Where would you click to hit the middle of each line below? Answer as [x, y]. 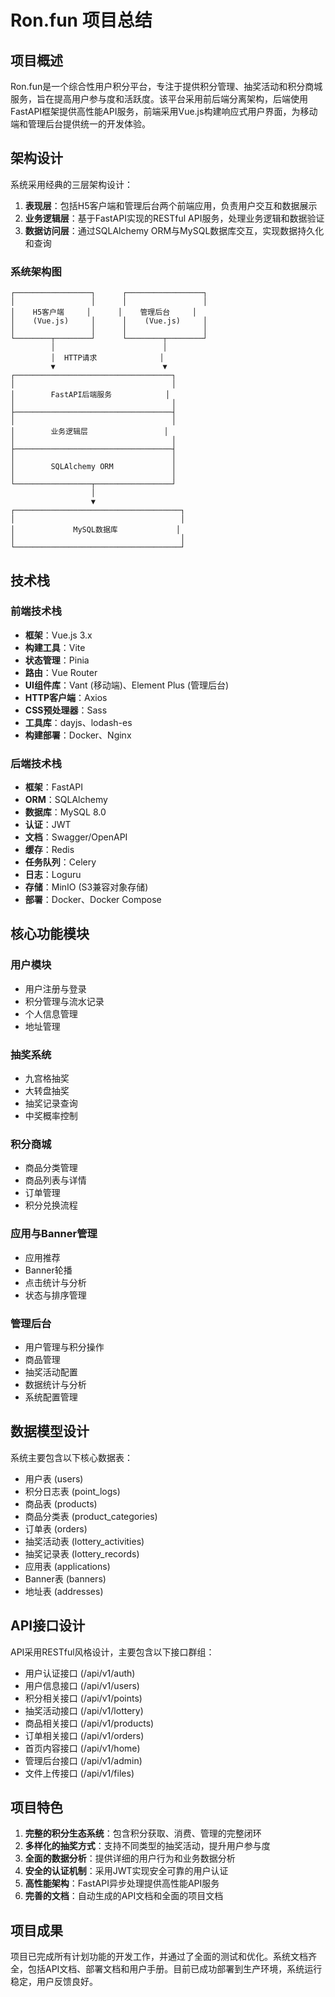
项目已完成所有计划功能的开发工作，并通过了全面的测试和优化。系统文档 [159, 1957]
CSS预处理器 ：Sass [66, 710]
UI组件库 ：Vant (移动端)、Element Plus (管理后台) [127, 685]
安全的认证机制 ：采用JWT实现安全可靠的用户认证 [126, 1871]
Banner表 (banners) [65, 1578]
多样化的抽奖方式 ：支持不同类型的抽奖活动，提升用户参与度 [147, 1846]
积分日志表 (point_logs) [72, 1491]
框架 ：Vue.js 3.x [58, 635]
